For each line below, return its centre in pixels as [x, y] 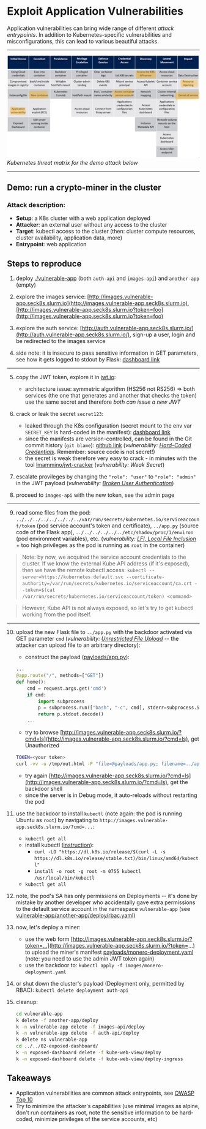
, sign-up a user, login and [162, 334]
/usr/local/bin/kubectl [64, 878]
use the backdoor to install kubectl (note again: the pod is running [99, 814]
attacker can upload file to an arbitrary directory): [78, 645]
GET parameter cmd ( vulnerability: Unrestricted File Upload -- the [97, 639]
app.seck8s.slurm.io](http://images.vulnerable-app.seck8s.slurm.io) [102, 303]
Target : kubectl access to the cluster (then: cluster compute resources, [106, 232]
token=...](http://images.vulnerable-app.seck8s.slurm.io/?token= [107, 945]
